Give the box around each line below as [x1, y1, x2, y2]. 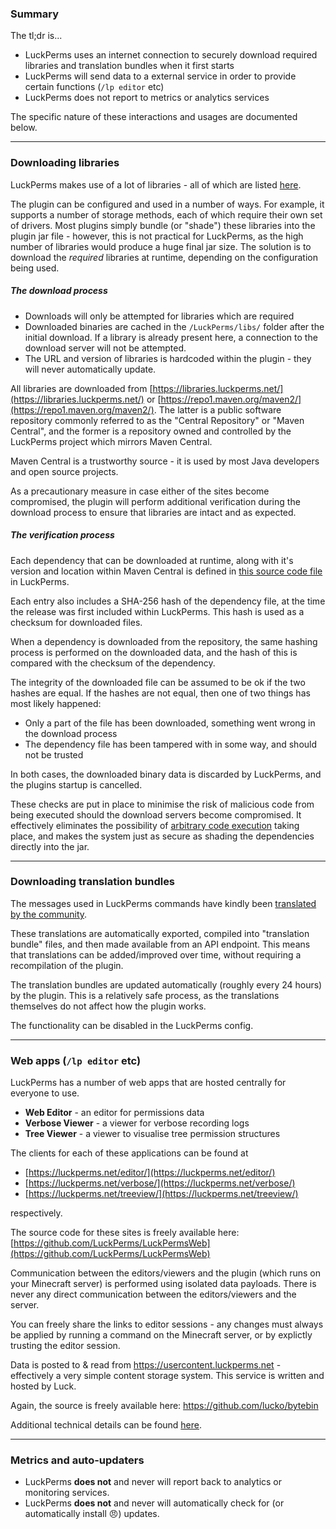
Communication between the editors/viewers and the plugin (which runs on [10, 1267, 321, 1279]
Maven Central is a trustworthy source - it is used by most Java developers [10, 455, 320, 467]
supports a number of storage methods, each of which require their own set [10, 208, 323, 221]
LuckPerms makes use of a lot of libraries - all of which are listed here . [10, 178, 302, 191]
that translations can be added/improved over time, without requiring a [10, 948, 302, 961]
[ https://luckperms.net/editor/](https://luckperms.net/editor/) [24, 1167, 276, 1179]
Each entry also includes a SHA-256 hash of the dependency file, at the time [10, 595, 326, 607]
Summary [10, 7, 60, 21]
